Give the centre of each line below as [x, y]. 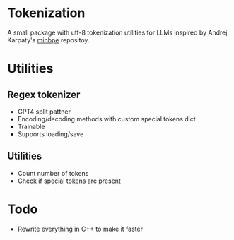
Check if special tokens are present [69, 181]
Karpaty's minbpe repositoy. [48, 40]
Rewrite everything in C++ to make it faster [80, 229]
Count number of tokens [53, 173]
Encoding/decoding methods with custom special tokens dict [106, 119]
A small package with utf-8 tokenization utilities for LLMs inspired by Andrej [117, 32]
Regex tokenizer [44, 94]
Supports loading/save [51, 134]
